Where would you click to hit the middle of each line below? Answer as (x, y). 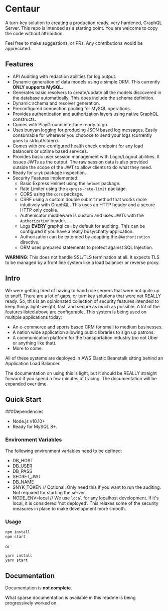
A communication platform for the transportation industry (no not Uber (85, 337)
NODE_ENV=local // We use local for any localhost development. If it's (86, 498)
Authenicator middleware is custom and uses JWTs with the (82, 215)
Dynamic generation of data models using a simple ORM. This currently (86, 81)
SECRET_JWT (27, 476)
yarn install (19, 555)
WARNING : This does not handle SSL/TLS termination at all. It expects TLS (82, 257)
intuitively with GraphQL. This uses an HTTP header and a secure (88, 205)
